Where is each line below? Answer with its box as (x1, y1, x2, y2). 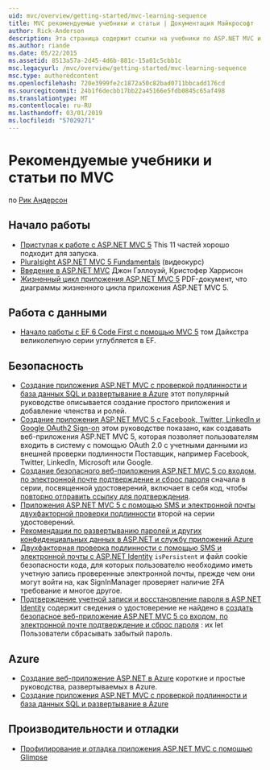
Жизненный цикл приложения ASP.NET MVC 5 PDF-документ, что (19, 274, 247, 284)
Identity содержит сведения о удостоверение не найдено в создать (19, 603, 254, 613)
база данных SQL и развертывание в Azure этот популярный (19, 389, 230, 399)
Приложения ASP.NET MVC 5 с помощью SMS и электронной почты (19, 500, 255, 510)
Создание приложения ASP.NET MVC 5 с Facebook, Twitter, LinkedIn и (19, 415, 260, 424)
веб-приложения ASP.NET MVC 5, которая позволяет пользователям (19, 432, 259, 441)
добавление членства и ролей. (19, 406, 127, 416)
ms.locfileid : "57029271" (8, 117, 95, 125)
